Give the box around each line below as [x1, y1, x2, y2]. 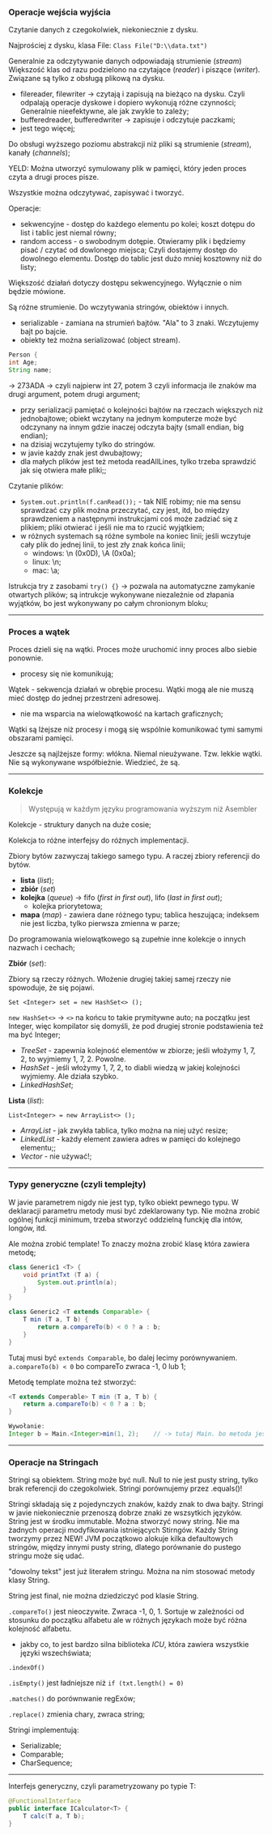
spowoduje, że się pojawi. [8, 983, 95, 992]
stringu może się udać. [8, 1551, 85, 1561]
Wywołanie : [8, 1423, 45, 1431]
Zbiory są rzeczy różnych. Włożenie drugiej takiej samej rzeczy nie [8, 974, 232, 984]
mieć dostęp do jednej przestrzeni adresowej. [8, 693, 161, 703]
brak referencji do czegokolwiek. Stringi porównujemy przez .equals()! [8, 1483, 243, 1493]
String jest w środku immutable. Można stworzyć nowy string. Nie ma [8, 1517, 240, 1526]
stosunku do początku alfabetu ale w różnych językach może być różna [8, 1615, 247, 1625]
